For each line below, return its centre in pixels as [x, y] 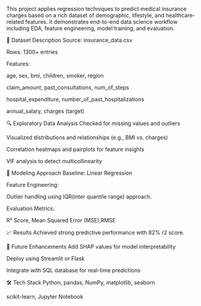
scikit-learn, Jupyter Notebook [45, 297]
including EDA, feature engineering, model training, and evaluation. [91, 28]
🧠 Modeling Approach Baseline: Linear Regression [69, 173]
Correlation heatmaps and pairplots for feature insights [75, 149]
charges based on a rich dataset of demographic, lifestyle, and [86, 15]
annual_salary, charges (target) [45, 111]
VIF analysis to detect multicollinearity [54, 161]
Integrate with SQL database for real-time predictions [73, 270]
